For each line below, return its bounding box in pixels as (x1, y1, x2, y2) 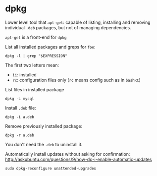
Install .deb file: (5, 105, 36, 111)
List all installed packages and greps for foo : (5, 44, 96, 50)
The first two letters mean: (5, 62, 59, 68)
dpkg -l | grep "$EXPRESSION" (5, 53, 68, 59)
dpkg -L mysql (5, 96, 35, 101)
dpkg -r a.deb (5, 132, 35, 138)
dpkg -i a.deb (5, 115, 35, 119)
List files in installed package (5, 86, 64, 92)
